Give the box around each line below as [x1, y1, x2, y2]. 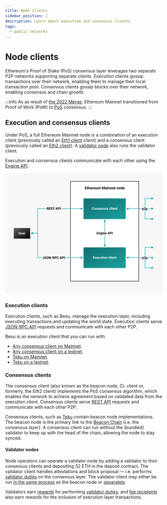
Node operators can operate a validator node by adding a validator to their [5, 457, 158, 463]
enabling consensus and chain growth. [5, 89, 85, 95]
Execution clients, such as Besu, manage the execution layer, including [5, 313, 151, 319]
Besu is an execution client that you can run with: [5, 333, 106, 339]
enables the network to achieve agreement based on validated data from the [5, 393, 163, 399]
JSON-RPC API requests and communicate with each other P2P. [5, 324, 138, 330]
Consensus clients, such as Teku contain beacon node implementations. [5, 414, 154, 420]
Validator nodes [5, 446, 39, 452]
